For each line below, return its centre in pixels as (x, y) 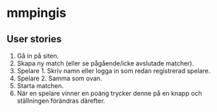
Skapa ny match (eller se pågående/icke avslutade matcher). (105, 63)
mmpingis (36, 13)
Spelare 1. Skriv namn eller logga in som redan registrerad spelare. (113, 71)
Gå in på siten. (38, 56)
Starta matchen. (40, 86)
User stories (34, 39)
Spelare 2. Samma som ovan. (59, 78)
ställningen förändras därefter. (61, 101)
